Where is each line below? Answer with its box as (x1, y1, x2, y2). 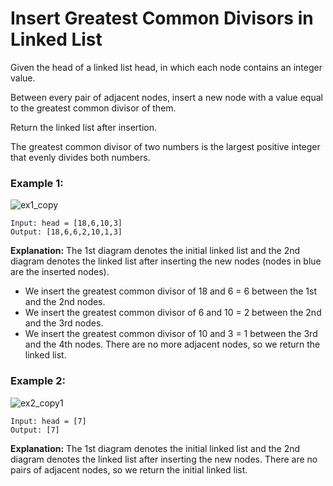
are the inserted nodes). (10, 266, 110, 278)
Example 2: (10, 374, 66, 388)
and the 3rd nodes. (24, 317, 104, 329)
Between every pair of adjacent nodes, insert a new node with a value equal (10, 91, 323, 103)
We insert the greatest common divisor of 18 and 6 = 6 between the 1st (24, 285, 317, 297)
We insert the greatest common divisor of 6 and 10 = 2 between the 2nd (24, 307, 322, 319)
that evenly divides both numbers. (10, 151, 151, 163)
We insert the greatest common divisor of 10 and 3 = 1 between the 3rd (24, 328, 318, 340)
